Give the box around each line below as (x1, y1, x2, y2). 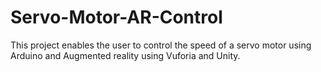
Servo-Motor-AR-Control (10, 6, 223, 29)
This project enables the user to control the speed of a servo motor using (10, 39, 312, 51)
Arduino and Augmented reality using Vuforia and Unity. (10, 49, 241, 61)
